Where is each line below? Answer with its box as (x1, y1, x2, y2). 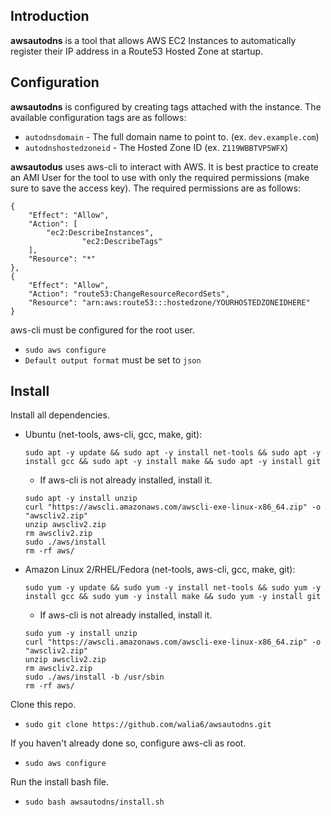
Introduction (10, 8, 90, 25)
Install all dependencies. (10, 409, 110, 421)
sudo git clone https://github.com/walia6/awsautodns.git (24, 720, 272, 730)
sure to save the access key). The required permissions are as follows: (10, 182, 301, 194)
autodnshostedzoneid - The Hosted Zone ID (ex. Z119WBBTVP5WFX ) (24, 141, 288, 153)
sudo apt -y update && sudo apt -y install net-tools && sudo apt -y (24, 448, 322, 458)
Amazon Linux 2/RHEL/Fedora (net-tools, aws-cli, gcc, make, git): (24, 564, 296, 576)
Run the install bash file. (10, 776, 110, 788)
